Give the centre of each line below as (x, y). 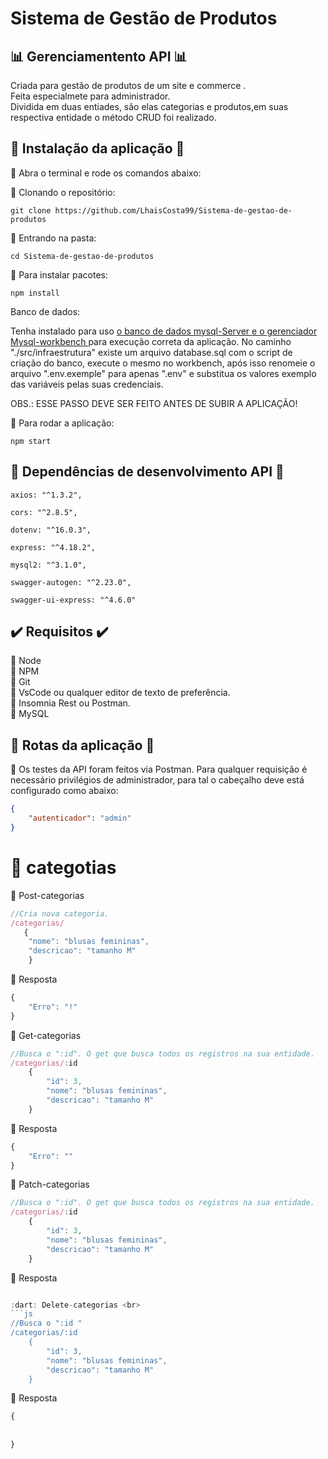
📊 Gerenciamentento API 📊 (99, 56)
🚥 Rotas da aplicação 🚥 (82, 745)
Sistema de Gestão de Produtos (144, 18)
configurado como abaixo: (64, 791)
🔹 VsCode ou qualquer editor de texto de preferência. (120, 693)
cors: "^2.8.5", (44, 512)
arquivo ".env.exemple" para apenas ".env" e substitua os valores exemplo (163, 373)
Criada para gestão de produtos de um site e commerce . (128, 85)
